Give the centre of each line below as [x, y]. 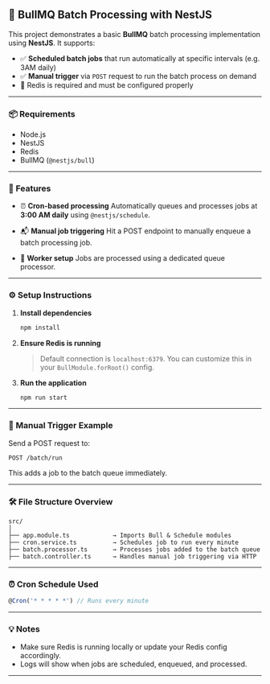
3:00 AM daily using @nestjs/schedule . [85, 215]
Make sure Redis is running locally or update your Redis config [123, 647]
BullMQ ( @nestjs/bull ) [57, 160]
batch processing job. [56, 243]
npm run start [43, 398]
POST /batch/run [35, 458]
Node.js [33, 134]
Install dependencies [56, 313]
